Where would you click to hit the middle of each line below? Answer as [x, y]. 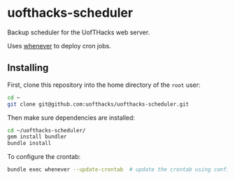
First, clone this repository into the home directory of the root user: [104, 85]
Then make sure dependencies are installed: [71, 118]
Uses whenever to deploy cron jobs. [59, 46]
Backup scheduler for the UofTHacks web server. [79, 32]
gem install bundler [37, 137]
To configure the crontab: [44, 157]
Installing [28, 68]
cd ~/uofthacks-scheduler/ [47, 130]
